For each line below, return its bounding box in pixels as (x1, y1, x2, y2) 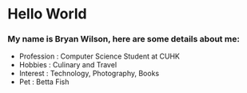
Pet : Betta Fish (18, 77, 70, 87)
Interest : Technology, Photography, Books (18, 69, 160, 79)
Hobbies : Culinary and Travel (18, 60, 118, 70)
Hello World (7, 5, 87, 23)
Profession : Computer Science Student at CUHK (18, 51, 181, 61)
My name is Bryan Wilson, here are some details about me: (7, 34, 241, 45)
